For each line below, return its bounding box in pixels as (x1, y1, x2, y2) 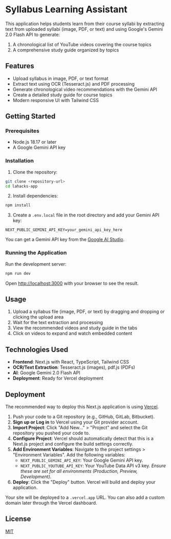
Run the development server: (5, 261, 67, 267)
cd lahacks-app (5, 184, 38, 189)
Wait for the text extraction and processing (12, 320, 103, 326)
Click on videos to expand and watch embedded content (12, 330, 133, 336)
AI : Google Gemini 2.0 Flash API (12, 370, 80, 376)
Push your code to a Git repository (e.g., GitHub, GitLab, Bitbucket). (12, 413, 155, 420)
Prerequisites (5, 127, 39, 134)
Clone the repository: (12, 169, 58, 175)
